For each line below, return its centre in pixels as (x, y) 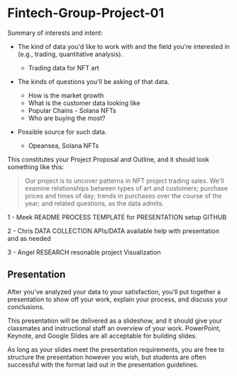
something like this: (36, 167)
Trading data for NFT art (64, 68)
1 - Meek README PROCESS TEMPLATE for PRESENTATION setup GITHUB (117, 217)
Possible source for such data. (62, 131)
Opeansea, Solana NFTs (64, 145)
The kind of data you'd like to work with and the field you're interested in (124, 46)
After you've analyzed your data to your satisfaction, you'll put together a (114, 291)
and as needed (29, 238)
